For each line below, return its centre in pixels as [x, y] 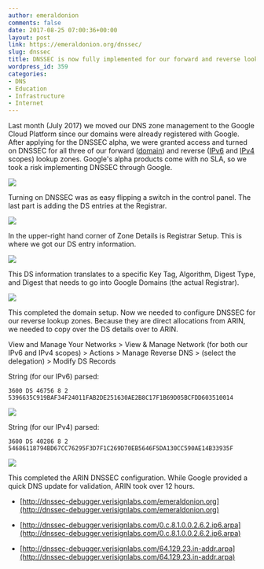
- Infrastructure [37, 96]
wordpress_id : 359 [38, 67]
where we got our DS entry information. [72, 244]
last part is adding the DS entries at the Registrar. [88, 206]
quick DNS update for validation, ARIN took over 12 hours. [101, 486]
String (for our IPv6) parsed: [54, 377]
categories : [27, 74]
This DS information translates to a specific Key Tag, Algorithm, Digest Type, [132, 274]
